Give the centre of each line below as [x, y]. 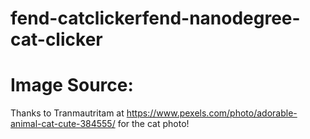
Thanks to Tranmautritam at [67, 113]
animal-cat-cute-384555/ [63, 124]
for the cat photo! [153, 124]
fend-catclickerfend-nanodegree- [155, 18]
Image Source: [72, 85]
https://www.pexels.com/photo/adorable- [212, 113]
